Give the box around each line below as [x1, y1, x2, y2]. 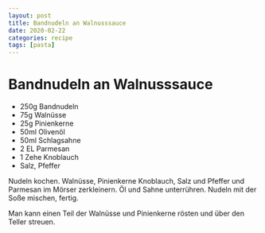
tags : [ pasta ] [8, 41, 56, 49]
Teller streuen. [8, 217, 56, 227]
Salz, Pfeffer [19, 161, 61, 171]
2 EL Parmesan [19, 144, 70, 153]
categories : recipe [8, 33, 73, 42]
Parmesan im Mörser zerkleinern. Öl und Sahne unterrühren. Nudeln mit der [8, 184, 257, 195]
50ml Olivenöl [19, 127, 65, 137]
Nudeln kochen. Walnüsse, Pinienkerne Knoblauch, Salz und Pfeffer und [8, 177, 245, 186]
